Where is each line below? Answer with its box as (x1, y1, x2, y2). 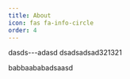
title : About (8, 11, 52, 20)
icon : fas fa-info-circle (8, 19, 94, 27)
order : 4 (8, 26, 37, 34)
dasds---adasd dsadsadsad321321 (8, 48, 123, 58)
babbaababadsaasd (8, 63, 74, 73)
